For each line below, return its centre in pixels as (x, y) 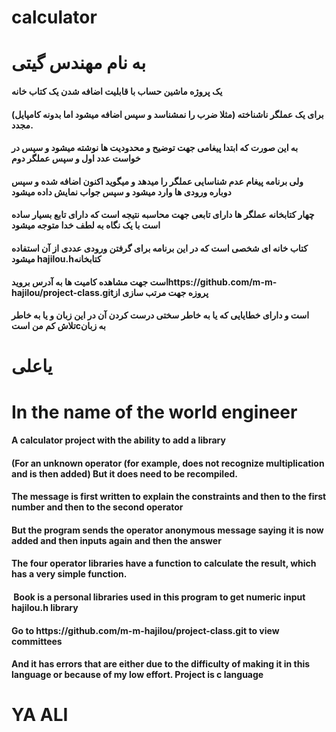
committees (37, 641)
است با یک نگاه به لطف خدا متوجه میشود (86, 225)
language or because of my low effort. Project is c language (137, 675)
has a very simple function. (69, 574)
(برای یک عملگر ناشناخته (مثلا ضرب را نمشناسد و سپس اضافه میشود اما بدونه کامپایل (167, 114)
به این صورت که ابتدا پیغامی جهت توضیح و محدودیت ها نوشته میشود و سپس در (155, 148)
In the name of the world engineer (154, 412)
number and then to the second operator (97, 507)
